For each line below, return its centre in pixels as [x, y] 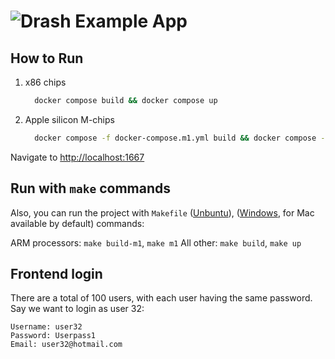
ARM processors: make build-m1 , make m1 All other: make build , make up [156, 242]
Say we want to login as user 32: [77, 309]
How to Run [47, 58]
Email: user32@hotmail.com [66, 345]
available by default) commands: [77, 223]
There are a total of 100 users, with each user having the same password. [161, 298]
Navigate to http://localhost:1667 [77, 157]
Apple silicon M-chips [69, 119]
